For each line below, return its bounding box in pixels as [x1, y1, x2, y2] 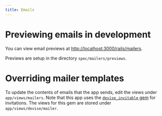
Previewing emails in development [5, 28, 151, 40]
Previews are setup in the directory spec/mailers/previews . [5, 55, 126, 61]
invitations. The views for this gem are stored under [5, 99, 111, 105]
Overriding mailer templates [5, 72, 124, 84]
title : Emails [5, 7, 35, 12]
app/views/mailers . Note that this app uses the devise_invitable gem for [5, 94, 156, 100]
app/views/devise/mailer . [5, 105, 58, 111]
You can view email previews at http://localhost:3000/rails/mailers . [5, 45, 142, 51]
